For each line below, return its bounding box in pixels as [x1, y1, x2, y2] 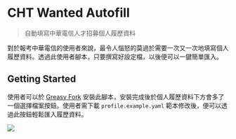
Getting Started [7, 73, 77, 85]
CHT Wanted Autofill [7, 5, 130, 21]
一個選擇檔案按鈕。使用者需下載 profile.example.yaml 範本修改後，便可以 [7, 101, 222, 110]
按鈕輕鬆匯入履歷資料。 [19, 110, 88, 118]
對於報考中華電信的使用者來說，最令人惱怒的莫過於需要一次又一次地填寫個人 [7, 43, 229, 52]
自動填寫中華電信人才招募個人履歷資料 [24, 29, 136, 37]
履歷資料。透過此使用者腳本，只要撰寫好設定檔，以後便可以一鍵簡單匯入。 [7, 52, 223, 61]
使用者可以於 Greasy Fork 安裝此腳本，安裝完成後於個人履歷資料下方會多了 [7, 92, 225, 101]
